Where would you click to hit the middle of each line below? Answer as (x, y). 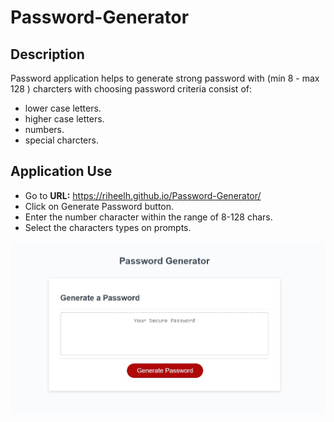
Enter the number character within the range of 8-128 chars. (148, 217)
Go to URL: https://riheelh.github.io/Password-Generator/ (143, 195)
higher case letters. (64, 119)
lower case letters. (63, 108)
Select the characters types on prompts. (108, 227)
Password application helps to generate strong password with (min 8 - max (165, 78)
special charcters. (61, 140)
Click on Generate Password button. (99, 206)
